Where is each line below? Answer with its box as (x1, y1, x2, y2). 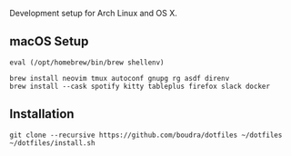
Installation (9, 106, 75, 122)
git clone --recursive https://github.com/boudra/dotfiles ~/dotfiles (9, 131, 283, 140)
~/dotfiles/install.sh (9, 138, 95, 148)
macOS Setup (9, 34, 89, 49)
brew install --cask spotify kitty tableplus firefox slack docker (9, 82, 271, 91)
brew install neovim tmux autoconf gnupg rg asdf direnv (9, 73, 230, 83)
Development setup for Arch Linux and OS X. (9, 8, 177, 18)
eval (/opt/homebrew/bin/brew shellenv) (9, 58, 166, 67)
